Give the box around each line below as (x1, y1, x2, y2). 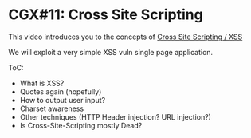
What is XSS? (19, 78, 65, 88)
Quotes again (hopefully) (19, 86, 102, 97)
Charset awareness (19, 104, 84, 113)
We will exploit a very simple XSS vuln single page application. (8, 47, 214, 57)
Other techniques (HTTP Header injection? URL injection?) (19, 112, 211, 121)
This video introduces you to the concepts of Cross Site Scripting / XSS (8, 32, 243, 41)
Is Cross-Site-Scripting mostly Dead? (19, 120, 143, 130)
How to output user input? (19, 95, 106, 104)
